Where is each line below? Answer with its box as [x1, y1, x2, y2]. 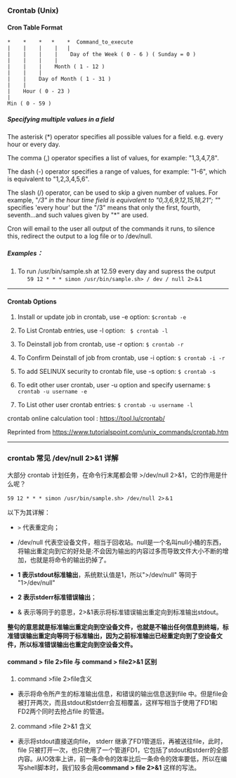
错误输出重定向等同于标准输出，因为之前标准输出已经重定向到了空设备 [13, 631, 216, 640]
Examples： [7, 249, 44, 257]
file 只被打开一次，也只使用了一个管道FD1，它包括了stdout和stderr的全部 [17, 746, 228, 754]
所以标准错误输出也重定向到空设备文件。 [19, 640, 137, 649]
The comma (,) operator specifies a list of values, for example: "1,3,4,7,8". [7, 154, 219, 162]
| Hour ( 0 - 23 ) [7, 88, 71, 95]
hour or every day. [7, 140, 61, 149]
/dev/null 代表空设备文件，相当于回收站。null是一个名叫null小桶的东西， [17, 538, 225, 546]
